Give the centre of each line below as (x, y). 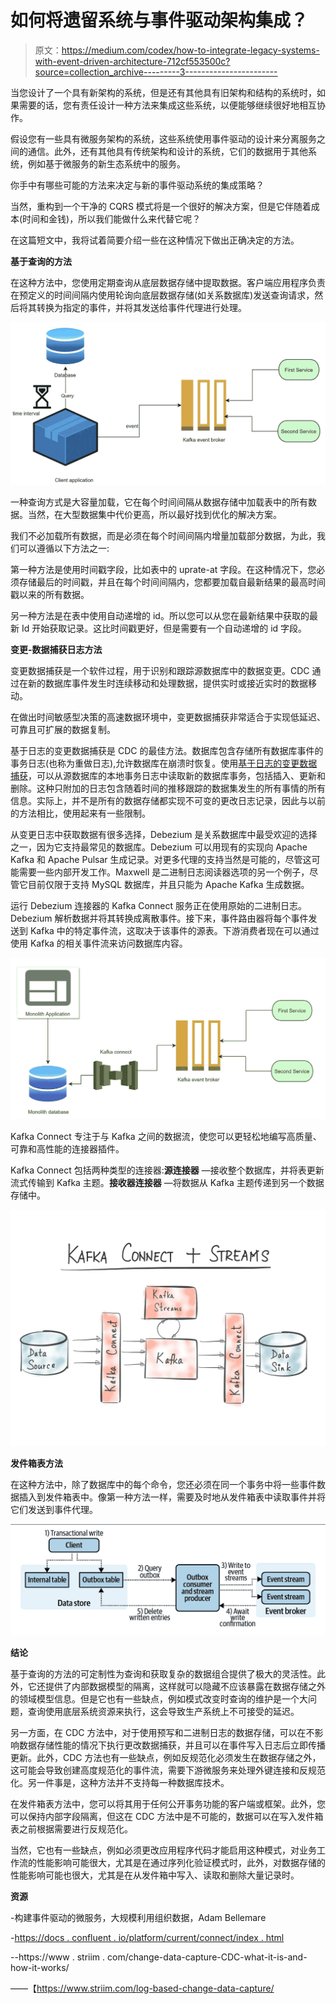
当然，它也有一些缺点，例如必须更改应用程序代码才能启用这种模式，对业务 (163, 1850)
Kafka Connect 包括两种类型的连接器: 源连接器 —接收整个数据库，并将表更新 (167, 1170)
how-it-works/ (40, 1967)
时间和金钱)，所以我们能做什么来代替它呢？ (112, 218)
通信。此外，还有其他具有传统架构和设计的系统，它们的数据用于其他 (167, 151)
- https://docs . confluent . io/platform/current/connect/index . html (147, 1937)
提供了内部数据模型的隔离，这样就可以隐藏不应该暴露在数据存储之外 (185, 1686)
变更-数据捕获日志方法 (56, 649)
